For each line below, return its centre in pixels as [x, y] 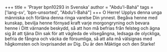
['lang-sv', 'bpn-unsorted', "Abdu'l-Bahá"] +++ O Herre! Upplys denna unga [83, 12]
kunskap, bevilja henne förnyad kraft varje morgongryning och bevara [77, 23]
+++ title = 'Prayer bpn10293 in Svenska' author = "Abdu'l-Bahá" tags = [79, 7]
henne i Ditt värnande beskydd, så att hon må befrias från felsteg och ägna [82, 28]
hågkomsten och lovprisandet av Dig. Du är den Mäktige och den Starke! [80, 44]
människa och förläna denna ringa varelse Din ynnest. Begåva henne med [81, 18]
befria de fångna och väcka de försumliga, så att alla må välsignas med [78, 39]
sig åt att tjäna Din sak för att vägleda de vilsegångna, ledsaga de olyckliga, [83, 33]
